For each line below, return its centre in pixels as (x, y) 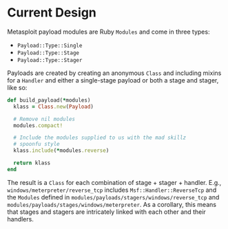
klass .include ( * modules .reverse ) (61, 151)
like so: (17, 87)
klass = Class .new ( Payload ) (54, 107)
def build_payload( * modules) (49, 100)
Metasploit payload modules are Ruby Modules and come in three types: (108, 32)
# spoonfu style (37, 144)
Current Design (52, 13)
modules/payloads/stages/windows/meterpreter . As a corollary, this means (112, 204)
